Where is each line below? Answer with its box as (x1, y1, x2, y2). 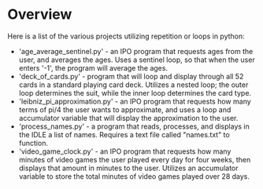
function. (18, 138, 49, 147)
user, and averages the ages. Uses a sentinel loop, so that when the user (18, 55, 255, 64)
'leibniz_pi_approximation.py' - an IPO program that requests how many (18, 96, 251, 106)
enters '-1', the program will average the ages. (18, 63, 169, 72)
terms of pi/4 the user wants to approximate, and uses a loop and (18, 104, 232, 114)
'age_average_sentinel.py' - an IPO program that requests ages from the (18, 46, 254, 56)
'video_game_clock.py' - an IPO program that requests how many (18, 147, 232, 156)
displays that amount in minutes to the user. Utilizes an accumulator (18, 163, 239, 173)
